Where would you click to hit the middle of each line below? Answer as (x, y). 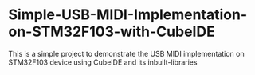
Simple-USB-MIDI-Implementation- (128, 15)
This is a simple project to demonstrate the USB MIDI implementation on (126, 53)
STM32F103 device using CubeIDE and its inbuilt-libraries (103, 62)
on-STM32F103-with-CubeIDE (112, 32)
